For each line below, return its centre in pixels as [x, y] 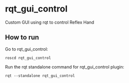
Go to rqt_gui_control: [27, 49]
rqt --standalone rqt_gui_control [40, 76]
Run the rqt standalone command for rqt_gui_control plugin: [65, 67]
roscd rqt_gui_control [28, 58]
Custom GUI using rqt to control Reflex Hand [50, 22]
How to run [22, 37]
